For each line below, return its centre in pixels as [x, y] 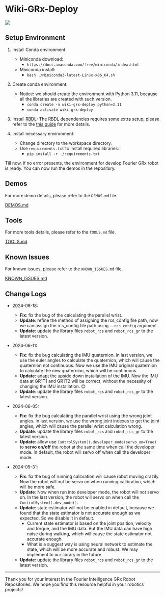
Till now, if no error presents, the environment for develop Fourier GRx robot [82, 163]
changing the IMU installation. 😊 [53, 386]
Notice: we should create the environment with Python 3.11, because [89, 94]
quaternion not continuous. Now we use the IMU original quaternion [88, 365]
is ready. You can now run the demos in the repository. [60, 168]
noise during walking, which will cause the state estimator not [89, 534]
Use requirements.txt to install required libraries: [69, 148]
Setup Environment [35, 38]
